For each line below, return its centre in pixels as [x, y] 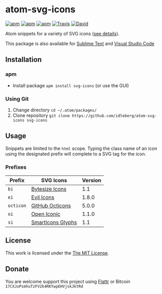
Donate [17, 269]
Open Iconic [46, 214]
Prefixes [16, 167]
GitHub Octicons [51, 206]
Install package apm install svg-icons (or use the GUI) [71, 85]
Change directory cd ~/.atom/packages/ [55, 110]
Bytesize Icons [49, 189]
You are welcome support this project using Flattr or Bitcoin [68, 281]
